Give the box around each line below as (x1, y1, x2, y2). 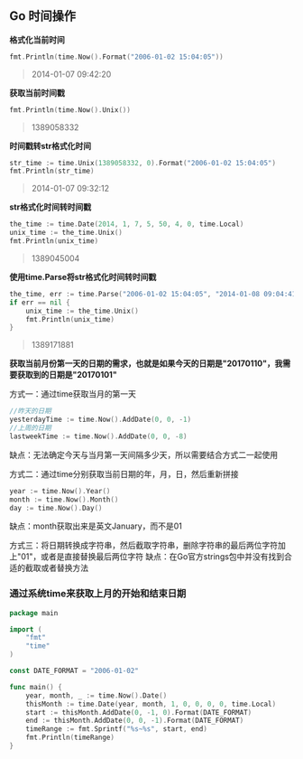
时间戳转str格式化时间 (9, 140, 92, 151)
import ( (9, 624, 42, 634)
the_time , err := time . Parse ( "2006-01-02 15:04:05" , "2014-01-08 (9, 289, 260, 298)
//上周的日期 (9, 424, 51, 433)
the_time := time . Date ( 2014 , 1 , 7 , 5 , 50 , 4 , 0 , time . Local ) (9, 220, 244, 229)
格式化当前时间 (9, 34, 65, 45)
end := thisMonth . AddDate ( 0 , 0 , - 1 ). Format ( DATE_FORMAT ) (25, 717, 244, 726)
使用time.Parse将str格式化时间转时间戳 (9, 271, 157, 282)
